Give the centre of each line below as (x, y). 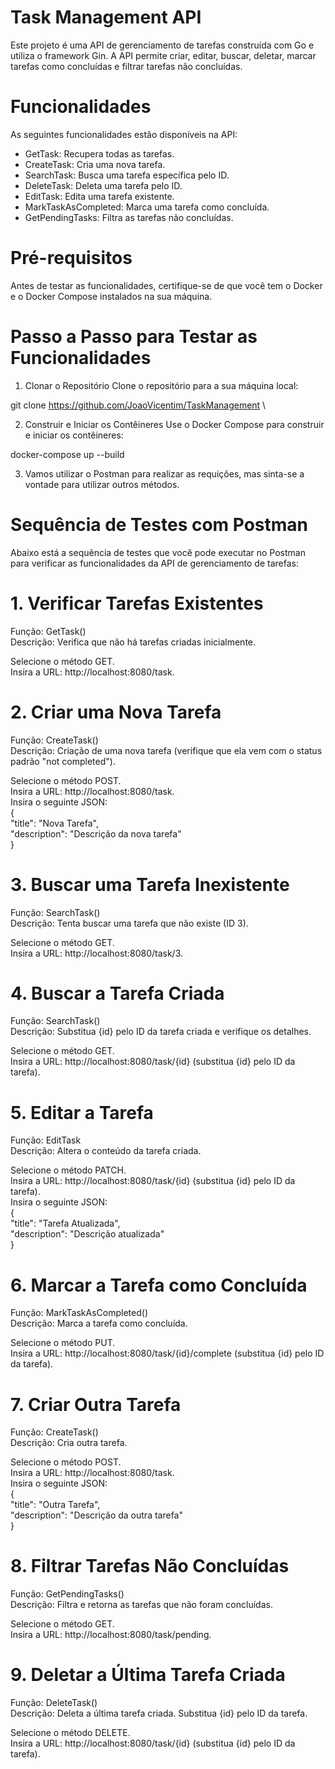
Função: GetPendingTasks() (67, 1594)
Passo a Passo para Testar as (134, 337)
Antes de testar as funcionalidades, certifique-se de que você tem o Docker (166, 285)
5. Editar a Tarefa (82, 1112)
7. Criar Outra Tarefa (96, 1404)
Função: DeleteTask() (54, 1703)
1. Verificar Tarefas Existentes (137, 603)
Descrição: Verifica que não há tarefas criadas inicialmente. (133, 642)
